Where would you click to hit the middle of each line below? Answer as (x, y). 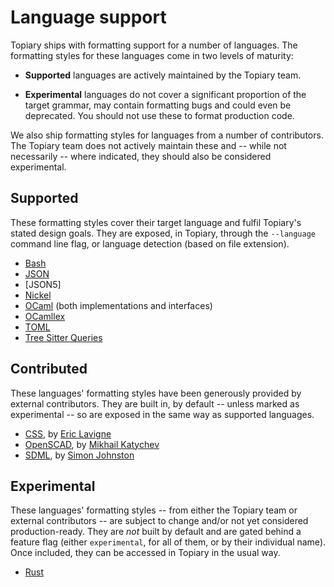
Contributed (49, 369)
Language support (88, 17)
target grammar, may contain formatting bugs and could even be (158, 105)
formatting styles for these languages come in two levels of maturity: (152, 55)
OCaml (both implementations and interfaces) (118, 305)
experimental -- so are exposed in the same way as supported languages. (162, 414)
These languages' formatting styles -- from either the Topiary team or (154, 510)
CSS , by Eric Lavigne (68, 433)
